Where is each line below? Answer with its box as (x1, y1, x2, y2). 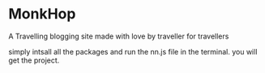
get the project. (8, 55, 60, 65)
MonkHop (8, 5, 76, 23)
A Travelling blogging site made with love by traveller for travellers (8, 31, 229, 41)
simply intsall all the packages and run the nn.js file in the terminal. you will (8, 47, 258, 56)
